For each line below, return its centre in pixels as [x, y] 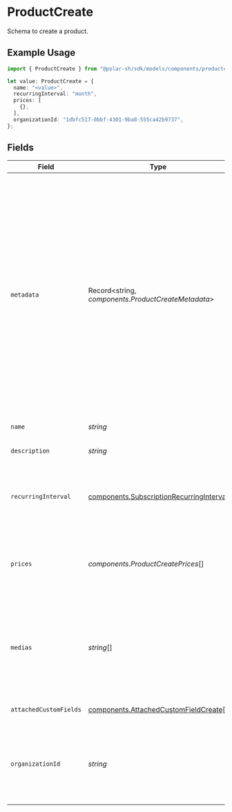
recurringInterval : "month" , [55, 94]
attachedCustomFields [46, 710]
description [30, 451]
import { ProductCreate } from [52, 69]
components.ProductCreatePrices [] [146, 564]
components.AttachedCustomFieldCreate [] [158, 710]
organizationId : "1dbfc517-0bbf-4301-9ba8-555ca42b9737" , [99, 119]
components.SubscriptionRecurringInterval [158, 497]
